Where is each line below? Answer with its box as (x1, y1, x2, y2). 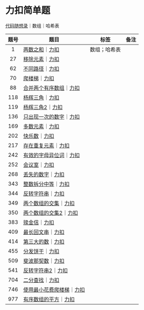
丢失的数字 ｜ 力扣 (23, 171, 65, 178)
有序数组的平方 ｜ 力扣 (23, 296, 75, 303)
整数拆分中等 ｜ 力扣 (23, 180, 70, 188)
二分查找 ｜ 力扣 (23, 276, 60, 283)
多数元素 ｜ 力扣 (23, 122, 60, 130)
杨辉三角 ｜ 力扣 (23, 94, 60, 101)
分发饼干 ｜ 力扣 (23, 247, 60, 255)
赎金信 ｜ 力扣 (23, 219, 55, 226)
